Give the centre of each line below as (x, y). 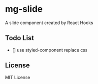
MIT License (18, 77)
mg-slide (24, 9)
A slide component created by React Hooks (49, 23)
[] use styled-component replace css (50, 50)
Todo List (20, 38)
